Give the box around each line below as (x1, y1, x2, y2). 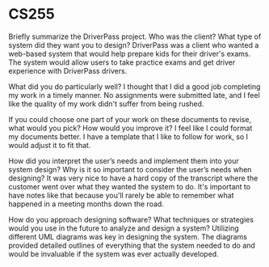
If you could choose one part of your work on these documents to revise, (8, 114, 252, 124)
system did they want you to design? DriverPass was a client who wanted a (8, 40, 259, 49)
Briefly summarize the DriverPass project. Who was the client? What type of (8, 32, 262, 41)
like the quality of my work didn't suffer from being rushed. (8, 99, 204, 108)
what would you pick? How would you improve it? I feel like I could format (8, 123, 253, 133)
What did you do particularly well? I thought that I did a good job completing (8, 82, 261, 91)
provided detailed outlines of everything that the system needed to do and (8, 240, 256, 250)
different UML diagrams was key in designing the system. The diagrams (8, 231, 248, 241)
